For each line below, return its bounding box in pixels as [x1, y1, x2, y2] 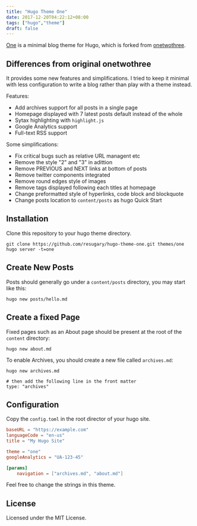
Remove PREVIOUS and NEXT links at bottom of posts [14, 165, 147, 173]
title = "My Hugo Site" [6, 438, 65, 444]
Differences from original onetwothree [6, 59, 151, 69]
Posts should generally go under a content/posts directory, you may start [6, 278, 186, 286]
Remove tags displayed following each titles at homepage [14, 184, 156, 191]
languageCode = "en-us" [6, 433, 65, 439]
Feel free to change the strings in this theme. [6, 481, 116, 489]
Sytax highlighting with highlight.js [14, 117, 104, 124]
